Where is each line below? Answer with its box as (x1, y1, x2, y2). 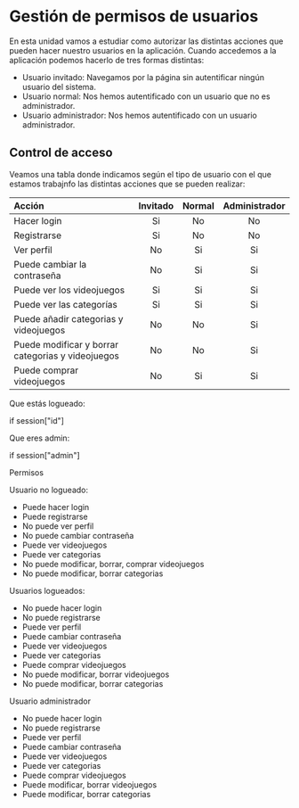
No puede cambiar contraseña (21, 530, 134, 540)
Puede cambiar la (13, 258, 87, 270)
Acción (13, 199, 44, 211)
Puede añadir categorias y (13, 312, 124, 325)
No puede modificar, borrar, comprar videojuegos (21, 558, 205, 569)
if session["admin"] (9, 449, 80, 460)
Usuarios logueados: (9, 585, 85, 596)
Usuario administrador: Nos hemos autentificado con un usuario (21, 110, 258, 120)
